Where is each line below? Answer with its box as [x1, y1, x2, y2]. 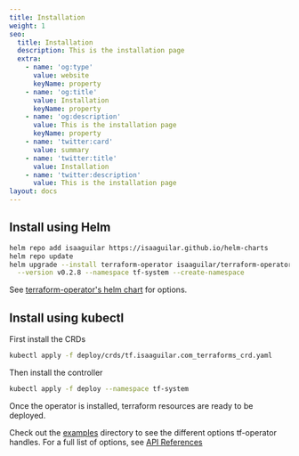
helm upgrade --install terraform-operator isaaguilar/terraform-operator [9, 260, 293, 269]
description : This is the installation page [17, 46, 185, 55]
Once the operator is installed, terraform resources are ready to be [9, 400, 254, 411]
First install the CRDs [9, 334, 86, 345]
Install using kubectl [9, 310, 125, 325]
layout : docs [9, 187, 58, 196]
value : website [32, 71, 90, 80]
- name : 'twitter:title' [25, 153, 117, 163]
